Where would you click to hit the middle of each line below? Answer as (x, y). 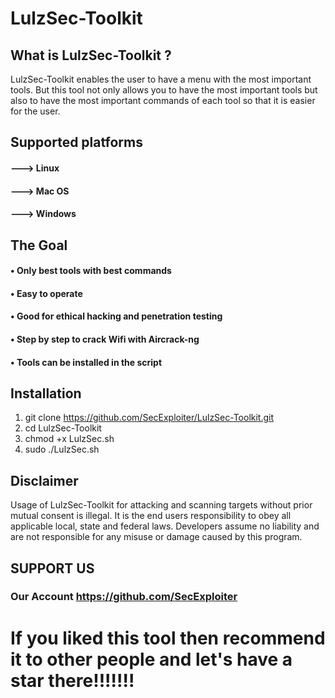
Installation (46, 393)
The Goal (39, 245)
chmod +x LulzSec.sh (69, 439)
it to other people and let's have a (151, 659)
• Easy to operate (46, 293)
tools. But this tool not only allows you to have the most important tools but (164, 90)
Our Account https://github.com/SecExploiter (124, 597)
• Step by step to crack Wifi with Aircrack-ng (105, 339)
